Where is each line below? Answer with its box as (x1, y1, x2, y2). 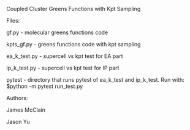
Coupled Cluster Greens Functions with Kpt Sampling (6, 5, 141, 12)
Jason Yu (6, 118, 31, 125)
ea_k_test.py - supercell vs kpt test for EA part (6, 52, 124, 60)
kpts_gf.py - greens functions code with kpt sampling (6, 41, 141, 48)
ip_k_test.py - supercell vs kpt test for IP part (6, 64, 120, 71)
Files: (6, 17, 20, 24)
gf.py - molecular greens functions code (6, 29, 108, 36)
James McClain (6, 106, 46, 114)
